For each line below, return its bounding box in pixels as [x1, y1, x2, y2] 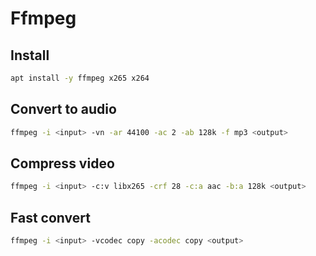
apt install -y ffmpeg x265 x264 [10, 73, 150, 83]
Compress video [10, 155, 115, 172]
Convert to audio [10, 101, 117, 118]
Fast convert [10, 209, 91, 226]
